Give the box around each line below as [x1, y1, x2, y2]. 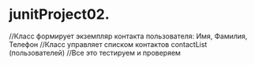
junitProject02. [9, 5, 110, 23]
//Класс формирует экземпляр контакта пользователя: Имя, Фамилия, [9, 31, 248, 41]
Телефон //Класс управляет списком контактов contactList [9, 39, 208, 49]
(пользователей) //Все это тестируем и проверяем [9, 48, 181, 57]
